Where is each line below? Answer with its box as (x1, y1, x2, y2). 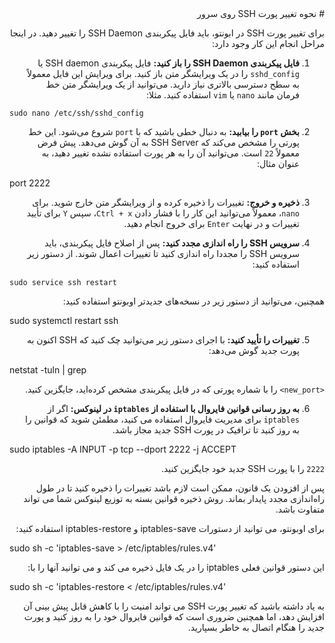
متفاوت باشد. (275, 503, 325, 515)
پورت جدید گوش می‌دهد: (208, 345, 300, 356)
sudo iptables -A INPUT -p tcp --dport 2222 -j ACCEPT (9, 443, 237, 455)
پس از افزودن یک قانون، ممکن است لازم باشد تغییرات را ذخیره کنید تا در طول (35, 482, 325, 494)
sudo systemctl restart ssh (9, 315, 119, 326)
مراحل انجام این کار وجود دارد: (212, 38, 325, 49)
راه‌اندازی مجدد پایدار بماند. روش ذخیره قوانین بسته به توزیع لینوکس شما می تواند (23, 493, 325, 504)
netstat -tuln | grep (9, 364, 87, 376)
